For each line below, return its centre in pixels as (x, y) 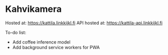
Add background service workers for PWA (56, 47)
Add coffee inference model (41, 42)
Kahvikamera (33, 9)
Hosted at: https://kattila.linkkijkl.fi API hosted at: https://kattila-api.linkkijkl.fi (84, 23)
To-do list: (16, 32)
